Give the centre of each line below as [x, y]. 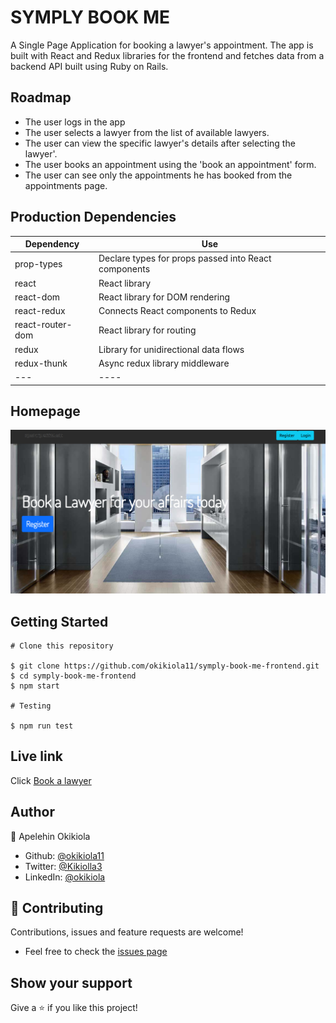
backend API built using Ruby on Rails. [89, 66]
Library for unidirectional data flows [171, 349]
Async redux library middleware [164, 363]
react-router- [43, 325]
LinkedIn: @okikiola [65, 877]
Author [32, 812]
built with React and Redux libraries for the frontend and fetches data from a [167, 55]
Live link [36, 756]
